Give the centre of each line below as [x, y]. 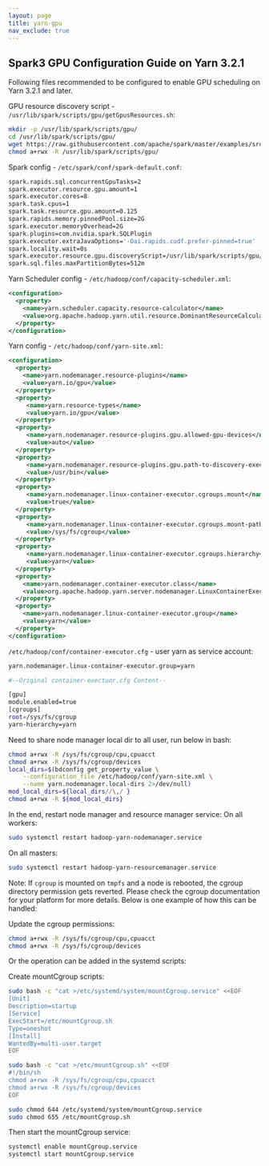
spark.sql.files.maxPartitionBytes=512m [77, 264]
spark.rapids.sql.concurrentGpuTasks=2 [75, 182]
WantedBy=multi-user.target [55, 1044]
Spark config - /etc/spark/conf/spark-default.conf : [95, 167]
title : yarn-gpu [35, 23]
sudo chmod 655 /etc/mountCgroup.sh [69, 1117]
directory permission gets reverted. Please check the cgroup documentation [134, 891]
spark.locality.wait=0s [48, 249]
